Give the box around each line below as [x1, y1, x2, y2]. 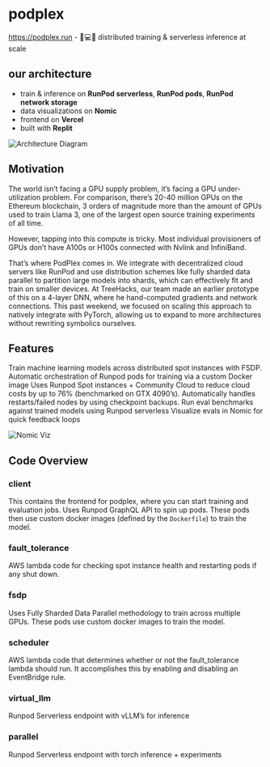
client [8, 478, 32, 489]
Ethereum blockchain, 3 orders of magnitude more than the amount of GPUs [8, 201, 263, 210]
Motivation [8, 163, 65, 176]
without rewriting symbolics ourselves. [8, 318, 137, 328]
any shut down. [8, 570, 60, 579]
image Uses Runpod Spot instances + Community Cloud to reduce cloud [8, 380, 251, 390]
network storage [19, 97, 78, 107]
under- [217, 184, 241, 193]
